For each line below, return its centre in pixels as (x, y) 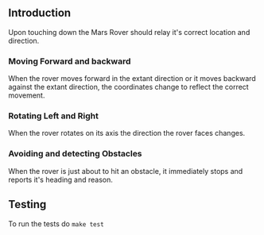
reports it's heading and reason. (61, 179)
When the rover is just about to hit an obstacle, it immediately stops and (126, 171)
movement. (27, 95)
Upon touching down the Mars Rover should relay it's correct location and (129, 32)
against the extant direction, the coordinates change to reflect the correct (128, 87)
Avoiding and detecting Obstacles (75, 154)
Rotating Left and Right (54, 116)
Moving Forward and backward (70, 61)
